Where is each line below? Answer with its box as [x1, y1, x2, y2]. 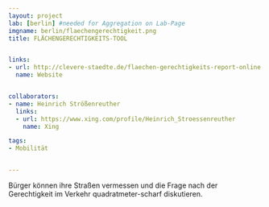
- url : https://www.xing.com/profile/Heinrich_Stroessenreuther [15, 114, 236, 123]
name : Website [15, 71, 63, 79]
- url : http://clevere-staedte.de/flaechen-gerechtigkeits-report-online [8, 64, 262, 72]
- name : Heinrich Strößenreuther [8, 100, 121, 108]
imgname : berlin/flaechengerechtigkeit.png [8, 27, 157, 35]
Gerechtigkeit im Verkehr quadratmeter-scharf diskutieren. [8, 189, 203, 198]
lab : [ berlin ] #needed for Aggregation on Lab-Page [8, 19, 185, 27]
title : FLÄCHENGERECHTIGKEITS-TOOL [8, 34, 128, 43]
